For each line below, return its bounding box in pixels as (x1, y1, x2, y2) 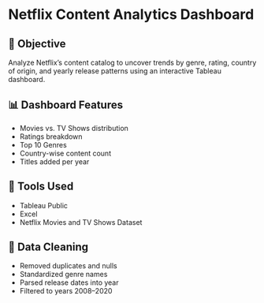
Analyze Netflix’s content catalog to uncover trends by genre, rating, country (8, 58, 257, 67)
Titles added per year (19, 156, 90, 166)
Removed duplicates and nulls (19, 261, 117, 271)
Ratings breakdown (19, 132, 83, 141)
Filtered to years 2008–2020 (19, 286, 113, 296)
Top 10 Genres (19, 140, 67, 149)
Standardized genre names (19, 270, 108, 279)
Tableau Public (19, 200, 69, 210)
